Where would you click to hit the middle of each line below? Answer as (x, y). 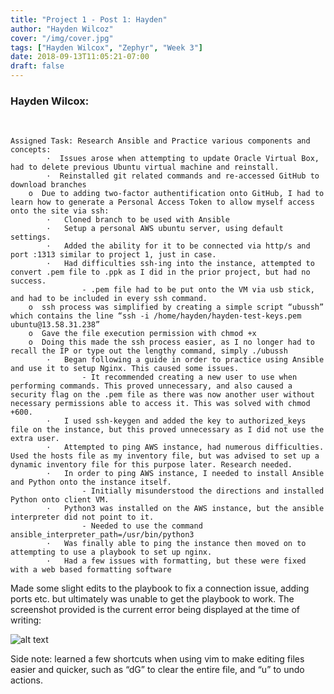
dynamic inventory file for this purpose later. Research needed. (151, 465)
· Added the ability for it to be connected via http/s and (178, 246)
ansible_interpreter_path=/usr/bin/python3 (102, 535)
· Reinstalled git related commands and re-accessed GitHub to (183, 176)
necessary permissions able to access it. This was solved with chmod (160, 404)
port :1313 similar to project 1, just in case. (113, 255)
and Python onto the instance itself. (91, 482)
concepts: (31, 150)
